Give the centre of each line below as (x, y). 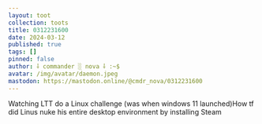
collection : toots (38, 23)
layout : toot (30, 15)
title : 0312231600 (38, 30)
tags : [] (22, 52)
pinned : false (32, 60)
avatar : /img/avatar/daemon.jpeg (63, 74)
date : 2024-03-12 (37, 37)
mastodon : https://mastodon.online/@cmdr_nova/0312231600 (105, 81)
